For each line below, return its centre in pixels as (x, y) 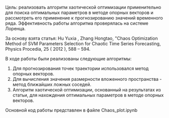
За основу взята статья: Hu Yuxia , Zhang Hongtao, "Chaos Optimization (81, 38)
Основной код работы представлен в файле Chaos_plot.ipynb (71, 110)
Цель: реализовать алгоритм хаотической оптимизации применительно (83, 7)
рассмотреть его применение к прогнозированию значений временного (84, 18)
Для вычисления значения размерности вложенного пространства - (87, 79)
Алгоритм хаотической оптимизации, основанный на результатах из (87, 90)
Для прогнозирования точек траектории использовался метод (80, 68)
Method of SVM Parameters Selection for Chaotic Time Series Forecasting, (83, 44)
